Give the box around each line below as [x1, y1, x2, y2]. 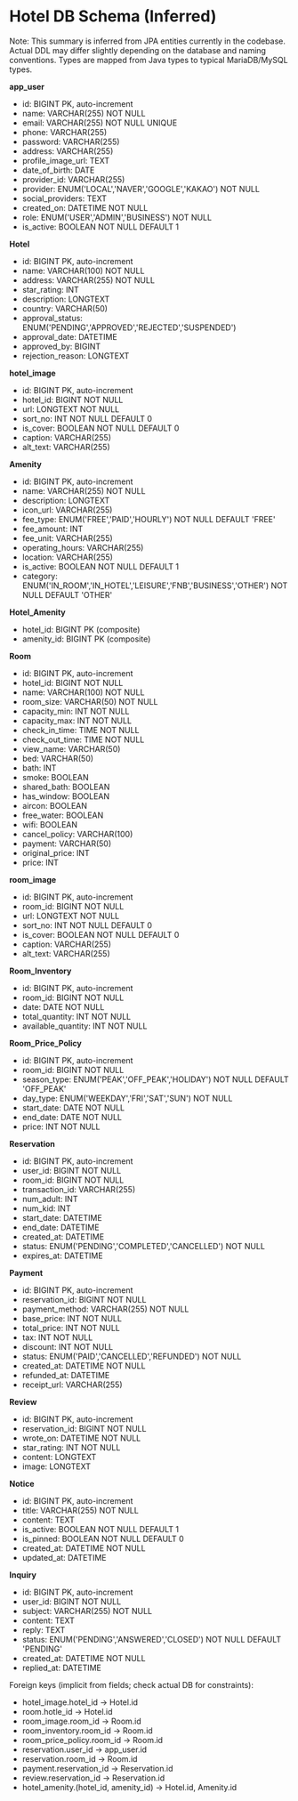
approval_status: [21, 312, 83, 323]
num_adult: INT [21, 1193, 78, 1204]
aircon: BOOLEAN [21, 800, 87, 811]
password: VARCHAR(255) [21, 136, 120, 147]
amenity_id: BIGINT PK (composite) [21, 634, 151, 644]
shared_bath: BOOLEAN [21, 781, 110, 792]
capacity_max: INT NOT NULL [21, 715, 132, 726]
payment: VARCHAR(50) [21, 838, 112, 849]
